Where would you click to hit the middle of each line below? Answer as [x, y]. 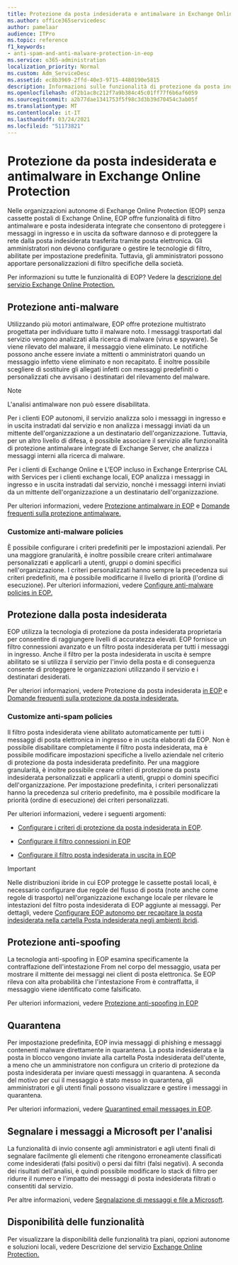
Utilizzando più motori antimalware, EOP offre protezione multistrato [107, 324]
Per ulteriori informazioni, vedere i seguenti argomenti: [87, 813]
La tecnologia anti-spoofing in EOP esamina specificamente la [98, 959]
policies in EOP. [30, 592]
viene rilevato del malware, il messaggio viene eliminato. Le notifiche [108, 347]
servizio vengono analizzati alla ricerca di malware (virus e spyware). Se [113, 339]
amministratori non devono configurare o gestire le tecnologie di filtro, [109, 248]
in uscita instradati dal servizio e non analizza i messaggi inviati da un [109, 425]
